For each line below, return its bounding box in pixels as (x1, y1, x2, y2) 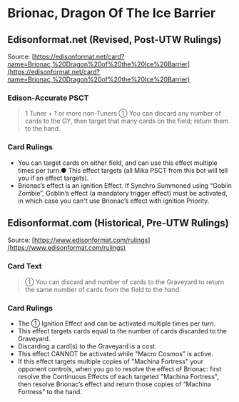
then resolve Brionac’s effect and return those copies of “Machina (17, 380, 212, 388)
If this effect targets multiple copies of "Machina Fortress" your (17, 357, 204, 366)
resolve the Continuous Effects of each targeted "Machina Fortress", (17, 373, 219, 381)
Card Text (7, 261, 42, 271)
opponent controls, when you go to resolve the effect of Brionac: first (17, 365, 222, 373)
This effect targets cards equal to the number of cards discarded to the (17, 327, 227, 335)
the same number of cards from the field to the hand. (24, 285, 181, 293)
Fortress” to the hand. (17, 388, 82, 396)
